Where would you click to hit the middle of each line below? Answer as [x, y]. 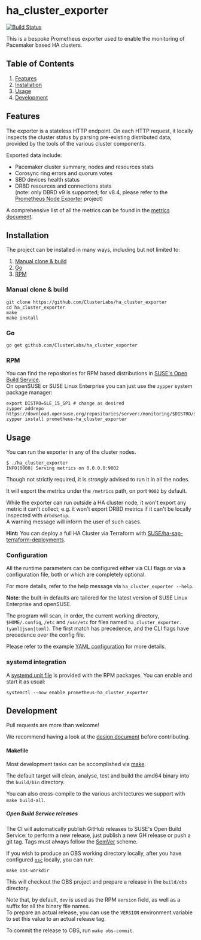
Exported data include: [34, 155]
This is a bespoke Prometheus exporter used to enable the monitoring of [96, 38]
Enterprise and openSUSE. [39, 604]
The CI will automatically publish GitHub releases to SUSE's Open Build [94, 828]
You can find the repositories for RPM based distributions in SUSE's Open [97, 373]
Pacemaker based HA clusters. [44, 45]
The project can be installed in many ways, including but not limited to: [93, 250]
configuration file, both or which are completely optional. [76, 575]
